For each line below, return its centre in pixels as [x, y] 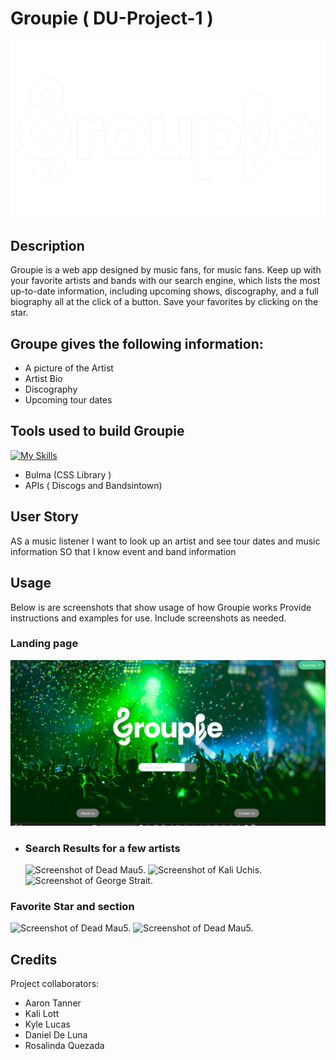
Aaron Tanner [53, 1003]
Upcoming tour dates [68, 400]
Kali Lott [42, 1013]
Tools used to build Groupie [97, 431]
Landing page [44, 644]
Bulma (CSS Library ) [68, 474]
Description [47, 245]
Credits [34, 959]
